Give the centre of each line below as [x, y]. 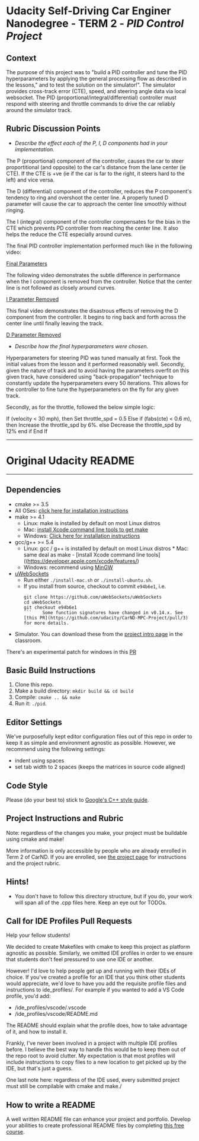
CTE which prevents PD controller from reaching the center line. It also [92, 228]
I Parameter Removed [33, 299]
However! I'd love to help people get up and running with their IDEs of [91, 971]
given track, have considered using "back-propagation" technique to [90, 376]
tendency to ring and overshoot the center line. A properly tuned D [87, 198]
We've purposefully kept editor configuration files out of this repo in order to [99, 736]
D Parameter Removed [33, 335]
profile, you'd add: [28, 996]
